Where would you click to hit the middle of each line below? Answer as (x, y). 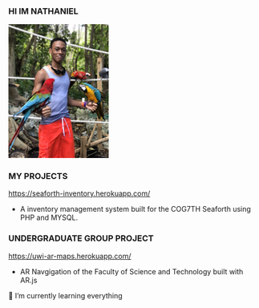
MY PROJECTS (38, 176)
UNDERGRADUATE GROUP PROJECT (81, 238)
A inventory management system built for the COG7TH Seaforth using (135, 209)
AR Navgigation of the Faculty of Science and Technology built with (132, 271)
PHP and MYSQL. (49, 217)
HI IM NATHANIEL (43, 11)
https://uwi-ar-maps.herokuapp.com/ (70, 256)
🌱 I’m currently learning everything (65, 295)
